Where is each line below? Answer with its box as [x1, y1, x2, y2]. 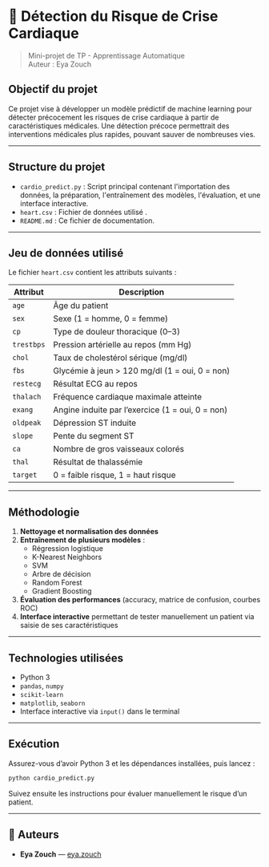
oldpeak [12, 419, 42, 427]
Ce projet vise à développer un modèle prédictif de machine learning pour [8, 103, 252, 113]
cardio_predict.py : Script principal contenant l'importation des [19, 181, 231, 191]
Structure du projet [8, 160, 106, 174]
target [12, 471, 38, 480]
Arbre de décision [31, 569, 91, 579]
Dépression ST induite [53, 417, 137, 428]
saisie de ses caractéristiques [19, 621, 118, 630]
